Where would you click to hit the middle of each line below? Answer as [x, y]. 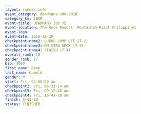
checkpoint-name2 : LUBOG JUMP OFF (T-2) [47, 41]
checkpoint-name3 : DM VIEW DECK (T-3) [44, 46]
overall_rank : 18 [23, 55]
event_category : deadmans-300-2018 [41, 14]
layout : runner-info [26, 9]
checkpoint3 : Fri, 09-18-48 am [37, 91]
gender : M [15, 77]
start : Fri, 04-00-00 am [30, 81]
